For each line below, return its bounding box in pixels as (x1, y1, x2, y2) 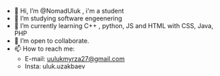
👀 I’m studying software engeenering (13, 14, 123, 23)
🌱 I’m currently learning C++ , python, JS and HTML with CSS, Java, (13, 22, 214, 30)
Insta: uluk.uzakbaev (24, 62, 86, 70)
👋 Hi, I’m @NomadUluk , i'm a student (13, 7, 124, 15)
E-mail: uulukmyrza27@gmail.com (24, 55, 126, 63)
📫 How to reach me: (13, 44, 75, 53)
